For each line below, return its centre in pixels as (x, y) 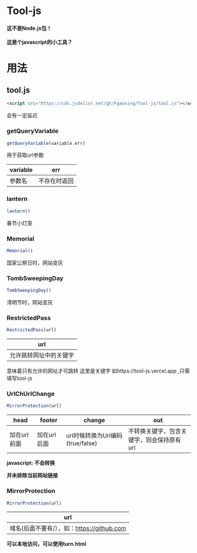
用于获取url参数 (25, 155)
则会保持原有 (163, 440)
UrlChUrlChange (31, 394)
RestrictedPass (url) (32, 330)
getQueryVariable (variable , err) (46, 143)
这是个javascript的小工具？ (39, 42)
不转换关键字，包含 (155, 431)
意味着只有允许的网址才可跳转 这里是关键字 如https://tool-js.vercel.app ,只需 (98, 371)
